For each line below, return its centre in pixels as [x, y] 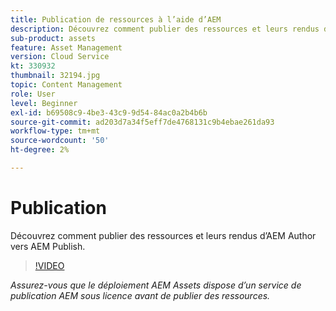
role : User [33, 94]
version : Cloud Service [60, 57]
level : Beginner [44, 103]
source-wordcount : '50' [60, 141]
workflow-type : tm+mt [55, 131]
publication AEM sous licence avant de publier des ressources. [140, 295]
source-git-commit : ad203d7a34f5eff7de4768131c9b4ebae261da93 [142, 122]
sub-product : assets [53, 38]
